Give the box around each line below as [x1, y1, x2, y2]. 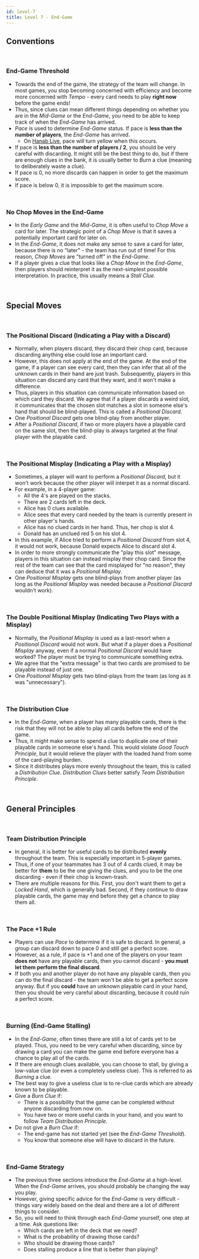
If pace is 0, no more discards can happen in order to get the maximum [14, 169, 188, 176]
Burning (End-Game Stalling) [6, 1022, 91, 1030]
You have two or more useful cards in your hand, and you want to [23, 1111, 184, 1118]
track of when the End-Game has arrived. [14, 118, 117, 125]
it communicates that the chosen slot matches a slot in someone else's [14, 402, 188, 409]
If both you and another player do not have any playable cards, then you [14, 970, 191, 977]
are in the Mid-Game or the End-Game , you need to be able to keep [14, 112, 181, 119]
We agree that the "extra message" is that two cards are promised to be [14, 660, 191, 667]
